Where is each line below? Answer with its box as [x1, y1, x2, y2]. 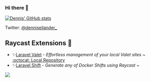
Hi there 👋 [5, 4, 29, 11]
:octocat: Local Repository [12, 57, 65, 63]
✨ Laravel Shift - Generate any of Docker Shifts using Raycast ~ [12, 63, 140, 68]
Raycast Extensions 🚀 [5, 39, 72, 47]
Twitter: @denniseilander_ [5, 25, 57, 31]
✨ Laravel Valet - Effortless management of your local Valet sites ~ [12, 52, 146, 58]
